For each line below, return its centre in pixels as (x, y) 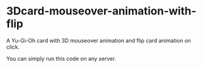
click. (13, 47)
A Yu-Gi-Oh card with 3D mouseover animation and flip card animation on (99, 40)
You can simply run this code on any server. (61, 58)
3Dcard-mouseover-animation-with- (101, 11)
